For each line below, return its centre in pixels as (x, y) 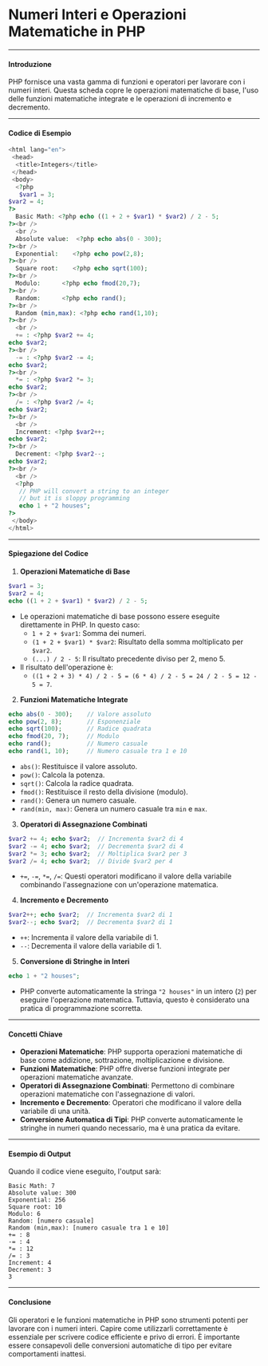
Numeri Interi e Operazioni (97, 15)
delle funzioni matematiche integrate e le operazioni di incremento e (120, 99)
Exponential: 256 (37, 1200)
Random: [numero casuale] (51, 1221)
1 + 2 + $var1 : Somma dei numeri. (89, 633)
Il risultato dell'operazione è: (67, 667)
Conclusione (30, 1302)
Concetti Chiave (35, 1034)
